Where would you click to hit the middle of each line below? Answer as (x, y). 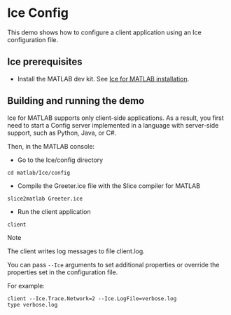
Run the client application (54, 211)
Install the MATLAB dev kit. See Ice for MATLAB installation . (103, 79)
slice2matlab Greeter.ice (45, 199)
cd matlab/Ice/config (39, 173)
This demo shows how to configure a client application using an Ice (104, 32)
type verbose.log (33, 304)
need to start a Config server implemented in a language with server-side (113, 125)
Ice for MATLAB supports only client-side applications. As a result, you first (115, 118)
